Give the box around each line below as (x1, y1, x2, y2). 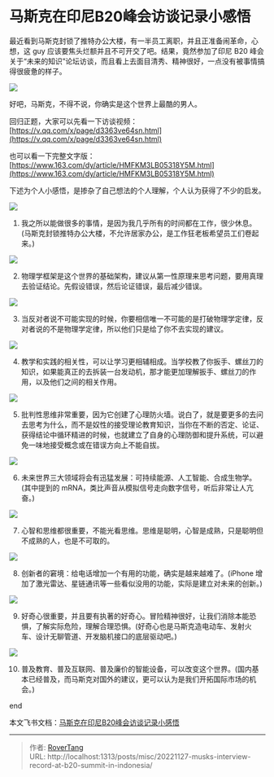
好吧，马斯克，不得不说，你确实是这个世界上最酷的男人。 (9, 99, 202, 108)
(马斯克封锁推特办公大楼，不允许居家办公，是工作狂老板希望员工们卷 (20, 228, 252, 238)
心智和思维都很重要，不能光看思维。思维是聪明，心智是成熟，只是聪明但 (20, 525, 263, 535)
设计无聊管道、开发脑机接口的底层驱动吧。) (35, 631, 177, 641)
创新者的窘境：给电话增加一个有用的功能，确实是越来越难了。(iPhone (20, 568, 254, 578)
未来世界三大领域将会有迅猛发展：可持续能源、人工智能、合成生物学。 (20, 472, 257, 482)
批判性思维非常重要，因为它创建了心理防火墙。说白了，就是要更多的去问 (20, 409, 263, 419)
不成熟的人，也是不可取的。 (20, 535, 115, 546)
